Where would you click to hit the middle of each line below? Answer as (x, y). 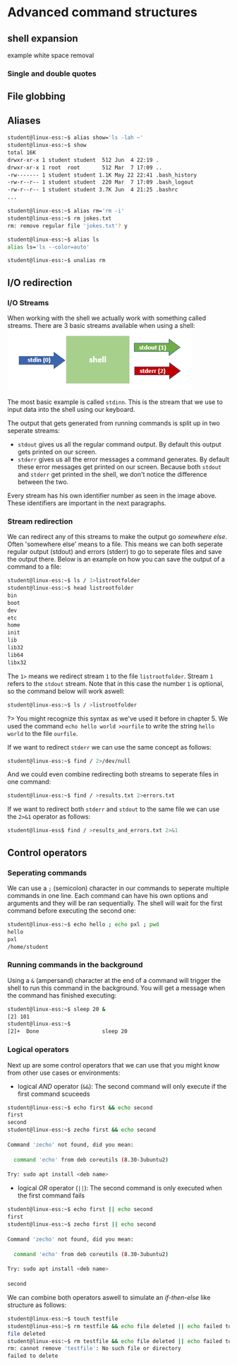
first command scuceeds (54, 1094)
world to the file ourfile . (43, 733)
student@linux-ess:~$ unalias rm (56, 261)
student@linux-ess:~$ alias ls (53, 240)
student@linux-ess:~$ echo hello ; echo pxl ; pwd (83, 924)
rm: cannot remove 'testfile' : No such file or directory (94, 1349)
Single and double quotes (52, 73)
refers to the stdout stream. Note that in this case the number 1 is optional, (116, 683)
